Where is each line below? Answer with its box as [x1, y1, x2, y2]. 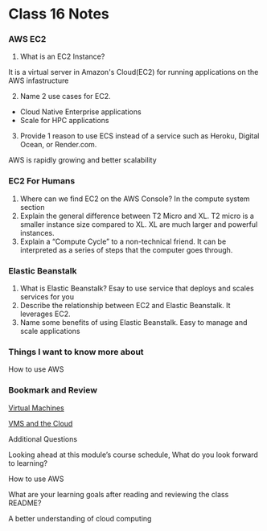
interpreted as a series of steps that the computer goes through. [19, 245, 233, 254]
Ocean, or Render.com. [19, 140, 97, 150]
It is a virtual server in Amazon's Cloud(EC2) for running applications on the [8, 68, 259, 77]
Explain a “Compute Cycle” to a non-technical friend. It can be [19, 237, 227, 246]
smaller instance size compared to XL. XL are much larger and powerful [19, 219, 258, 229]
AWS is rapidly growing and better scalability [8, 155, 157, 165]
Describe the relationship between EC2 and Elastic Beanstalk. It [19, 301, 231, 311]
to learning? [8, 458, 48, 467]
